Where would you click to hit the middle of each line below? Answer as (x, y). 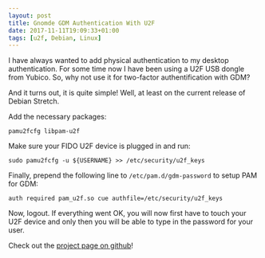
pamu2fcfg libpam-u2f (44, 131)
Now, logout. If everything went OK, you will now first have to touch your (127, 213)
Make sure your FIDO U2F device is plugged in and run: (99, 146)
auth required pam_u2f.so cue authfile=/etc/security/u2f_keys (116, 199)
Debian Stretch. (34, 101)
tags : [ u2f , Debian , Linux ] (55, 38)
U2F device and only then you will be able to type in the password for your (131, 222)
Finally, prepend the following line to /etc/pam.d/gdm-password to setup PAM (133, 175)
